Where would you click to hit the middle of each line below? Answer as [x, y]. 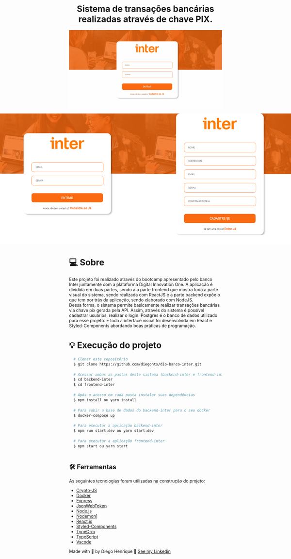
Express [84, 501]
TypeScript [87, 537]
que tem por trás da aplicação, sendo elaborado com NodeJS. [131, 300]
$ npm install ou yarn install [105, 400]
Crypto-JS [86, 491]
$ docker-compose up [94, 415]
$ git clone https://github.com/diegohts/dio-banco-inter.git [137, 364]
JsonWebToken [91, 506]
